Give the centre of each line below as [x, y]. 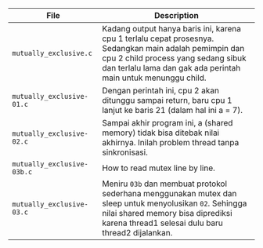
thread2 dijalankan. [137, 233]
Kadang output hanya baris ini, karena [171, 29]
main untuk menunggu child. [154, 78]
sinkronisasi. [125, 152]
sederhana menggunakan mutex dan [169, 193]
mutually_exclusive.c [52, 53]
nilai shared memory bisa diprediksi [167, 213]
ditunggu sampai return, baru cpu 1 [167, 100]
